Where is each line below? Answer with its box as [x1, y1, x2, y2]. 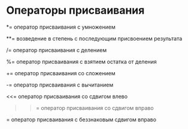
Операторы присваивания [6, 4, 145, 17]
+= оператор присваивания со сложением [6, 69, 116, 76]
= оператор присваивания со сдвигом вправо [35, 104, 154, 111]
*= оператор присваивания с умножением [6, 23, 116, 30]
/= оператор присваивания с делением [6, 46, 107, 54]
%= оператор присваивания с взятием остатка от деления [6, 58, 157, 65]
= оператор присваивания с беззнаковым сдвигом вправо [6, 116, 157, 123]
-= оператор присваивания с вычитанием [6, 81, 114, 88]
